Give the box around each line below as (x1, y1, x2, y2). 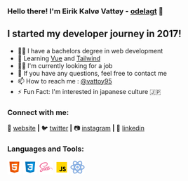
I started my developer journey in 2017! (7, 28, 182, 40)
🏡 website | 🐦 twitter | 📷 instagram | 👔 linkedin (7, 124, 145, 133)
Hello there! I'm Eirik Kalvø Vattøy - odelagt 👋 (7, 6, 163, 16)
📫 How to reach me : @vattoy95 (17, 76, 112, 85)
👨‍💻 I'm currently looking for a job (17, 61, 113, 69)
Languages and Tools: (7, 144, 84, 154)
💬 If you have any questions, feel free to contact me (17, 69, 167, 77)
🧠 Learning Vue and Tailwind (17, 54, 101, 62)
